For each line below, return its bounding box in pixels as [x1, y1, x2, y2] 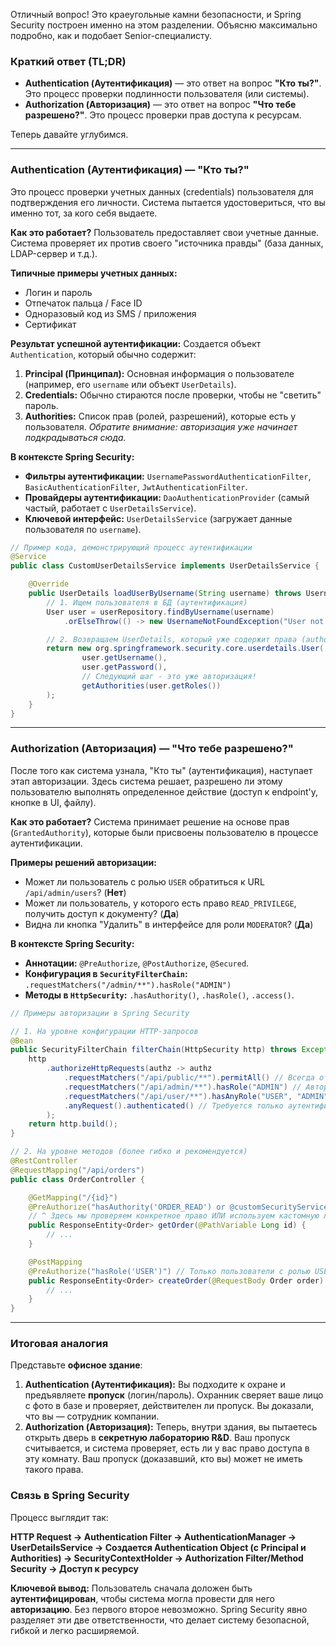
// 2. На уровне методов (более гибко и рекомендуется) [10, 1147, 248, 1157]
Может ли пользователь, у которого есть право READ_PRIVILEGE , [24, 897, 297, 909]
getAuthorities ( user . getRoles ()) [81, 680, 222, 691]
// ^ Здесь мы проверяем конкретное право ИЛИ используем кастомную [28, 1211, 320, 1221]
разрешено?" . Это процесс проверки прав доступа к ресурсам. [24, 109, 302, 121]
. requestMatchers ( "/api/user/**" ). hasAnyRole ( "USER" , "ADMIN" [63, 1091, 329, 1101]
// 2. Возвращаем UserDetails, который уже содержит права [46, 634, 298, 644]
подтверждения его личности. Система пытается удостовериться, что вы [10, 196, 326, 208]
